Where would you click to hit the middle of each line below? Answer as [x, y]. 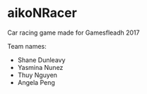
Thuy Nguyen [37, 75]
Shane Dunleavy [41, 60]
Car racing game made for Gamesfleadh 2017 [73, 33]
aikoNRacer [42, 13]
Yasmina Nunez [40, 67]
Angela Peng [36, 82]
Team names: [27, 46]
